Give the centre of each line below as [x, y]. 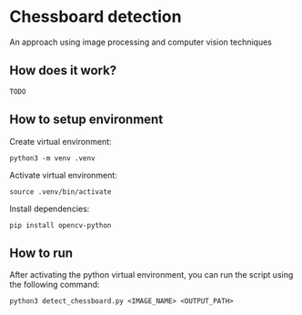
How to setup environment [86, 120]
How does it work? [63, 71]
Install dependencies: [50, 208]
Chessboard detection [96, 17]
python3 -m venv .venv [52, 158]
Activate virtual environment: [64, 175]
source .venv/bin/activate [60, 192]
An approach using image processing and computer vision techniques [141, 42]
